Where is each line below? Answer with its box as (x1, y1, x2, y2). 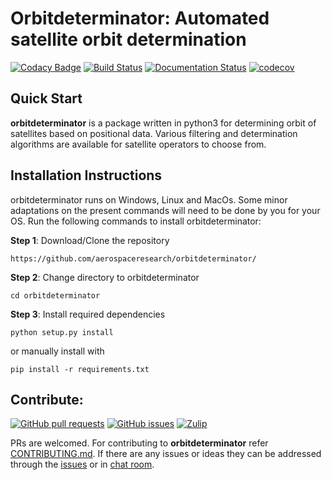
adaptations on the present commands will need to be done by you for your (10, 204, 321, 216)
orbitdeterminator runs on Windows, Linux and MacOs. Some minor (10, 193, 288, 206)
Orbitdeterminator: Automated (10, 7, 270, 30)
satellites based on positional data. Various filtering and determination (10, 127, 298, 139)
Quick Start (10, 90, 83, 107)
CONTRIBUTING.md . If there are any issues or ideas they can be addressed (10, 448, 322, 460)
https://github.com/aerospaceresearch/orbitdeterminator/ (10, 253, 257, 264)
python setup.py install (10, 327, 114, 337)
